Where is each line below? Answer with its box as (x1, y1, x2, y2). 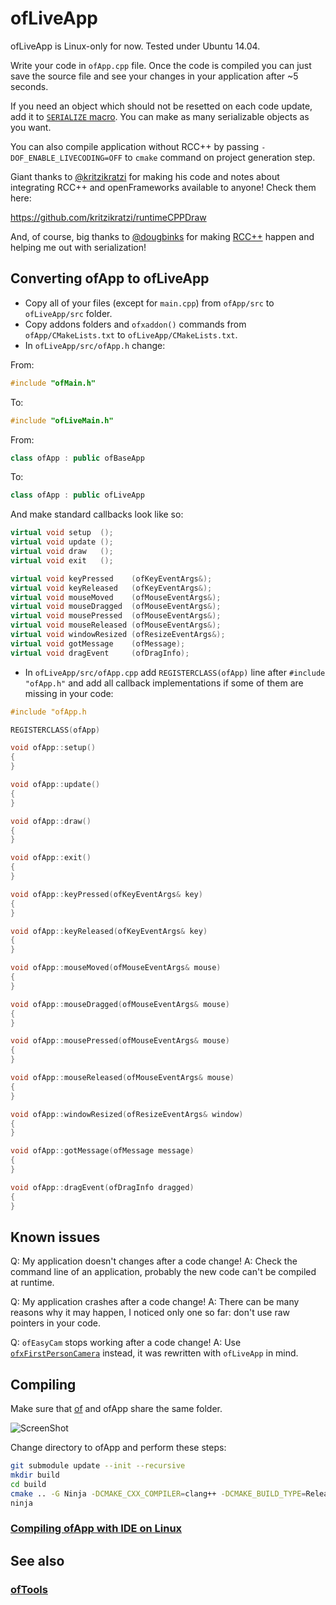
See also (10, 1552, 65, 1569)
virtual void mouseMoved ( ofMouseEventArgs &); (10, 592, 222, 602)
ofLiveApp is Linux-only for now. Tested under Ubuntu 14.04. (10, 40, 261, 52)
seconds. (10, 80, 49, 92)
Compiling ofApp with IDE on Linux (10, 1522, 183, 1536)
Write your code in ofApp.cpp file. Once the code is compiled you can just (10, 59, 312, 71)
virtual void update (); (10, 537, 114, 547)
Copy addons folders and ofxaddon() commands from (24, 318, 247, 330)
